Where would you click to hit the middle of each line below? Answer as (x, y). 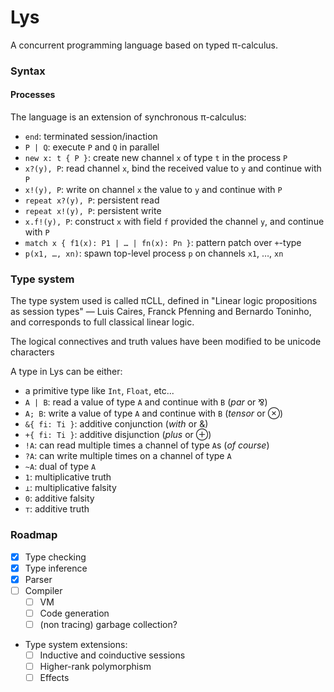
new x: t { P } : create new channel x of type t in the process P (156, 158)
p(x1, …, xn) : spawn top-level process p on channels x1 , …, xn (154, 253)
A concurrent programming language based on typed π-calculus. (144, 45)
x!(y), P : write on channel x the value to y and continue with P (153, 190)
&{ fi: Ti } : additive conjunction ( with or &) (116, 424)
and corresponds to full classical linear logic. (102, 322)
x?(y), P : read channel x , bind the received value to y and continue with (173, 168)
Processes (33, 95)
